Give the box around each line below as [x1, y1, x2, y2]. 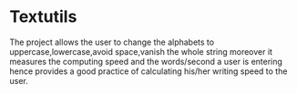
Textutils [9, 6, 77, 27]
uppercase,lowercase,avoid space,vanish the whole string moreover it [9, 46, 273, 57]
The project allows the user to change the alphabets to [9, 37, 215, 47]
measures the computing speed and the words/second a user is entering [9, 56, 282, 67]
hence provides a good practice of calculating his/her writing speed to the [9, 66, 288, 77]
